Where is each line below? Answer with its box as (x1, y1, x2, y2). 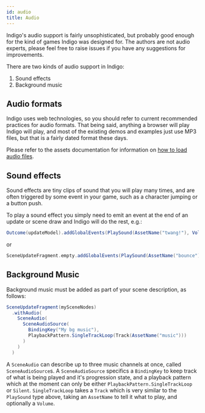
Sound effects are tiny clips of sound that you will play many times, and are (6, 187, 195, 194)
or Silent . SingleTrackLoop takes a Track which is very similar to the (6, 386, 177, 394)
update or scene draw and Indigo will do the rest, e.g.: (6, 218, 142, 225)
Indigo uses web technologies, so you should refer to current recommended (6, 115, 198, 122)
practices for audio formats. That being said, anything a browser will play (6, 122, 190, 129)
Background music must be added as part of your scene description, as (6, 285, 187, 293)
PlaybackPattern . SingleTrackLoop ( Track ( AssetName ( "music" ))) (28, 332, 187, 339)
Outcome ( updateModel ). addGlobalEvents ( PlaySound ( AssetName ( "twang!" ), (6, 230, 190, 236)
